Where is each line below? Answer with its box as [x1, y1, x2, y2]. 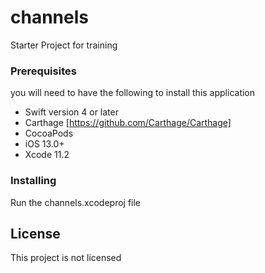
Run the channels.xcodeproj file [10, 196, 142, 208]
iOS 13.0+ [24, 138, 65, 150]
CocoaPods [24, 127, 74, 140]
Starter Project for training [10, 39, 118, 51]
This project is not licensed [10, 252, 122, 264]
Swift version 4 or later [24, 106, 119, 118]
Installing [10, 174, 57, 188]
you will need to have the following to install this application [10, 87, 256, 99]
